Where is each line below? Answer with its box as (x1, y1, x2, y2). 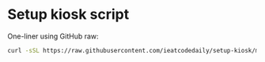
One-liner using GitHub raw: (7, 31, 100, 41)
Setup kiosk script (7, 5, 130, 24)
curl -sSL (7, 46, 40, 54)
